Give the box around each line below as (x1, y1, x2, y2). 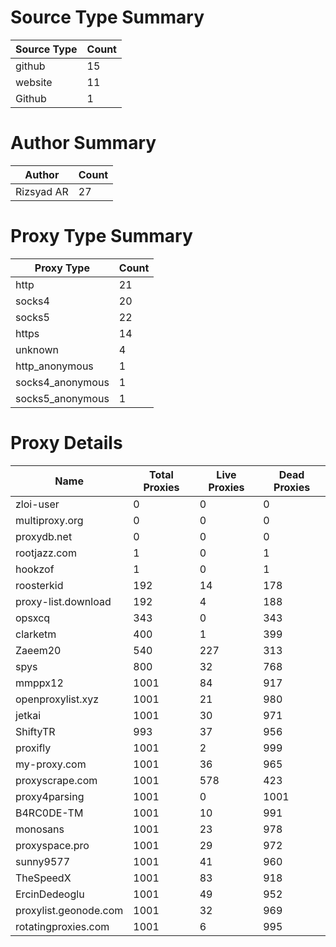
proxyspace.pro (15, 838, 90, 852)
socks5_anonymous (15, 391, 110, 405)
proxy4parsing (15, 789, 85, 803)
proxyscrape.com (15, 773, 98, 787)
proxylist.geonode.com (15, 903, 124, 917)
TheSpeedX (15, 871, 72, 885)
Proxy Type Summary (10, 225, 193, 248)
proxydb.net (15, 529, 73, 543)
